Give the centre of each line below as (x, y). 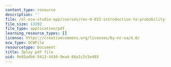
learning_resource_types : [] (36, 33)
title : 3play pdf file (29, 52)
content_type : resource (31, 10)
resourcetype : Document (31, 47)
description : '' (22, 15)
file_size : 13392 (24, 24)
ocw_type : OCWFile (25, 43)
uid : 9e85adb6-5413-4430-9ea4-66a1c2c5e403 (52, 57)
